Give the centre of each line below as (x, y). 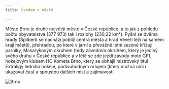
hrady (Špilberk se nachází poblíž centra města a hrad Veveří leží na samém (84, 39)
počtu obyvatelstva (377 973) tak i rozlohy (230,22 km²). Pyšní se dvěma (82, 34)
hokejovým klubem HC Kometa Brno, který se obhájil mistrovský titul (77, 61)
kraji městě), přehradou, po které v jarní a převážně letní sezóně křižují (79, 45)
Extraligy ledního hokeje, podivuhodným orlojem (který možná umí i (76, 66)
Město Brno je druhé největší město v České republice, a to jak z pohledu (82, 29)
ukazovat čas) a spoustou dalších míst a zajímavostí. (60, 72)
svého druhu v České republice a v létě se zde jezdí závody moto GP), (78, 56)
